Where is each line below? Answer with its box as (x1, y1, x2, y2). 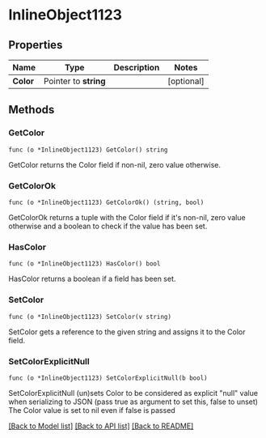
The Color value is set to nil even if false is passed (8, 405, 175, 415)
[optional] (167, 75, 205, 87)
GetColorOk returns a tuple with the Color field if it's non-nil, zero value (8, 212, 246, 222)
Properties (8, 38, 63, 52)
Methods (8, 103, 55, 117)
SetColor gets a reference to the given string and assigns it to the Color (8, 326, 246, 337)
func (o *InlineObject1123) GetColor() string (8, 146, 168, 154)
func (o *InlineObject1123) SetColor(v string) (8, 313, 172, 321)
